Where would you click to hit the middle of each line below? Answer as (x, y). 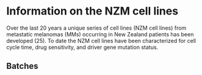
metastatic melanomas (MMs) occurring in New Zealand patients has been (100, 34)
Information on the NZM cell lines (92, 11)
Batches (22, 66)
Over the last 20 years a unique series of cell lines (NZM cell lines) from (96, 28)
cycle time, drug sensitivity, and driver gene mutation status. (82, 47)
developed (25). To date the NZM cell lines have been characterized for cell (101, 41)
